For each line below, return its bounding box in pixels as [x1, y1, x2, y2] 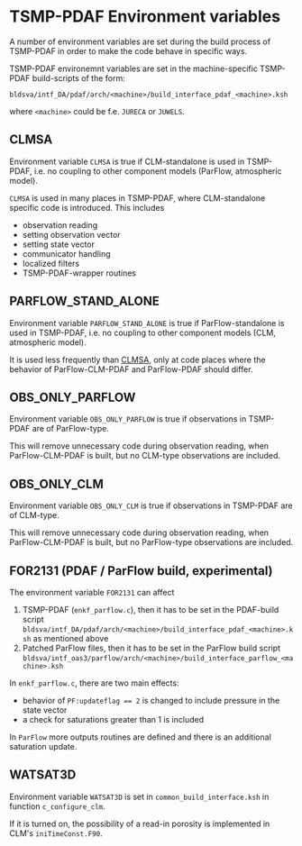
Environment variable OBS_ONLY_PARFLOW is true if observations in [9, 414, 247, 424]
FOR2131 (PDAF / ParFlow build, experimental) [9, 563, 273, 578]
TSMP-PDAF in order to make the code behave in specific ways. [9, 45, 248, 56]
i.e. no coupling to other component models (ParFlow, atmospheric [33, 165, 282, 177]
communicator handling [22, 248, 111, 259]
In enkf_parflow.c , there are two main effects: [9, 678, 179, 688]
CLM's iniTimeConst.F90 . [9, 827, 103, 839]
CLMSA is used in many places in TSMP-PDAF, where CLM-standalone [9, 192, 266, 204]
